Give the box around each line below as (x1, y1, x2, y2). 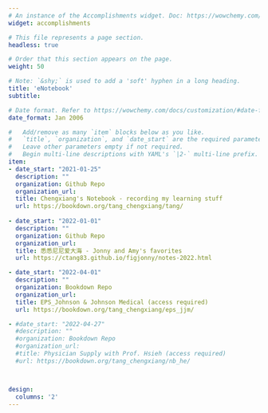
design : (8, 385, 34, 393)
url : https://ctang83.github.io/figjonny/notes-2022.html (15, 254, 213, 262)
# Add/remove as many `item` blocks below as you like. (8, 128, 205, 136)
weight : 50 (8, 63, 45, 71)
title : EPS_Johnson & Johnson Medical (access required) (15, 298, 209, 306)
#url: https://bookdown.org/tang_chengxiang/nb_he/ (15, 356, 191, 365)
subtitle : (8, 92, 41, 100)
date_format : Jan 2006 (8, 113, 84, 122)
